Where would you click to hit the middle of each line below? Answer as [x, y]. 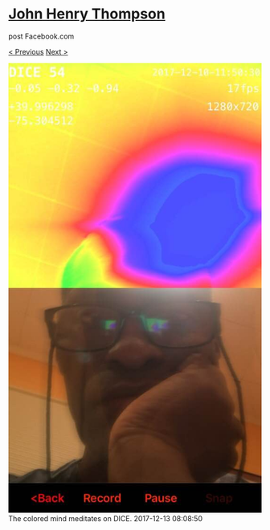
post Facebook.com [41, 36]
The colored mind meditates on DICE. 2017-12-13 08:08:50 [106, 518]
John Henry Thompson [87, 14]
